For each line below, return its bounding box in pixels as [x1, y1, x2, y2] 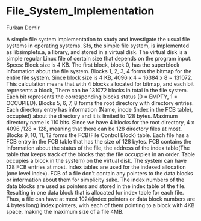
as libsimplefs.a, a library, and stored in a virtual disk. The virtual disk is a [6, 48, 188, 55]
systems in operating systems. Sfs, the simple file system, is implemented [6, 42, 190, 49]
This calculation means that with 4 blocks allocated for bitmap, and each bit [6, 80, 194, 88]
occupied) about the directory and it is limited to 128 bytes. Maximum [6, 112, 178, 120]
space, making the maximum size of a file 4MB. [6, 208, 124, 215]
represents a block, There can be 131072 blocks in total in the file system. [6, 86, 188, 94]
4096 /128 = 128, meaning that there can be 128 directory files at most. [6, 125, 182, 132]
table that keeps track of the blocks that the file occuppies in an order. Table [6, 150, 196, 157]
